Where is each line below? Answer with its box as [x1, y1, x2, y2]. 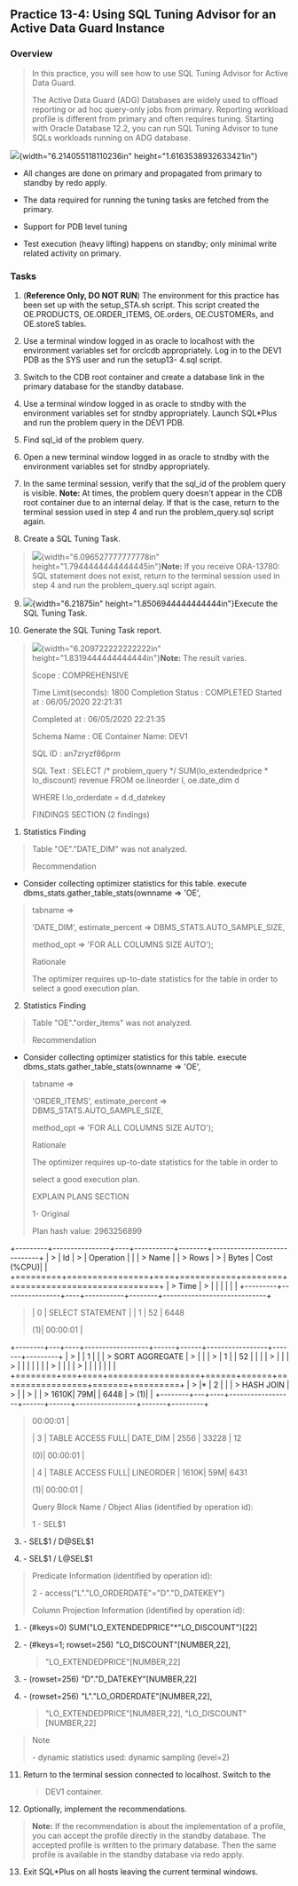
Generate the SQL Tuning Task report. [22, 625, 162, 635]
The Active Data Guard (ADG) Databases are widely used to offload [31, 94, 278, 105]
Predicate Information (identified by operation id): [31, 1570, 213, 1580]
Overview [10, 48, 53, 60]
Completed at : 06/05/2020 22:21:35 [31, 713, 167, 724]
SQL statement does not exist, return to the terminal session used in [31, 570, 280, 581]
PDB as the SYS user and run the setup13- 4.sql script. [22, 354, 223, 365]
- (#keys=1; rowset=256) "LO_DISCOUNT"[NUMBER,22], [22, 1639, 231, 1650]
